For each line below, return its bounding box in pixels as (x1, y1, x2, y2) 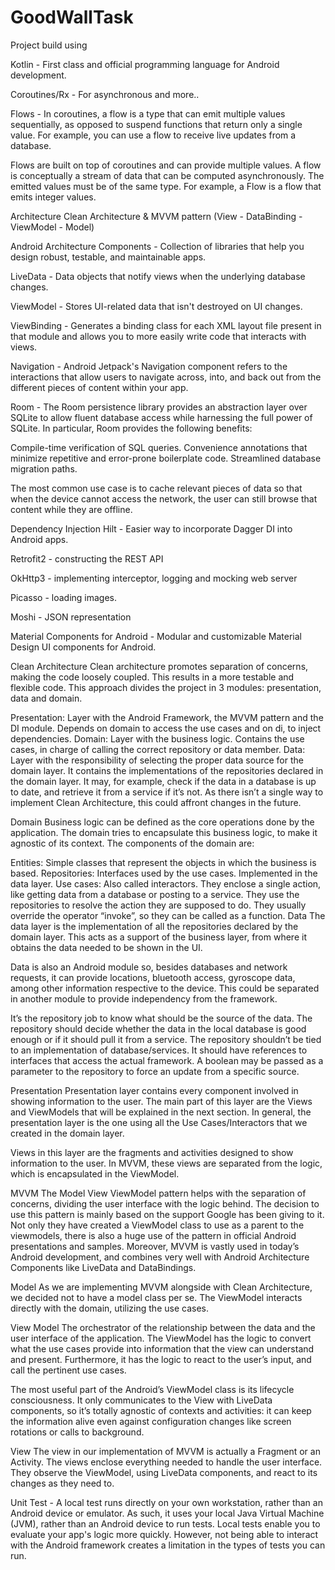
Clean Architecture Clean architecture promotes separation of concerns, (10, 660, 309, 672)
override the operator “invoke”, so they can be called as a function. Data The (10, 909, 326, 921)
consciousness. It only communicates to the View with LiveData (10, 1394, 273, 1406)
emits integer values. (10, 191, 97, 203)
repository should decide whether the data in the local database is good (10, 1022, 307, 1035)
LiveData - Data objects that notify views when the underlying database (10, 270, 306, 282)
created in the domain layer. (10, 1127, 125, 1139)
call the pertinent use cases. (10, 1364, 127, 1376)
